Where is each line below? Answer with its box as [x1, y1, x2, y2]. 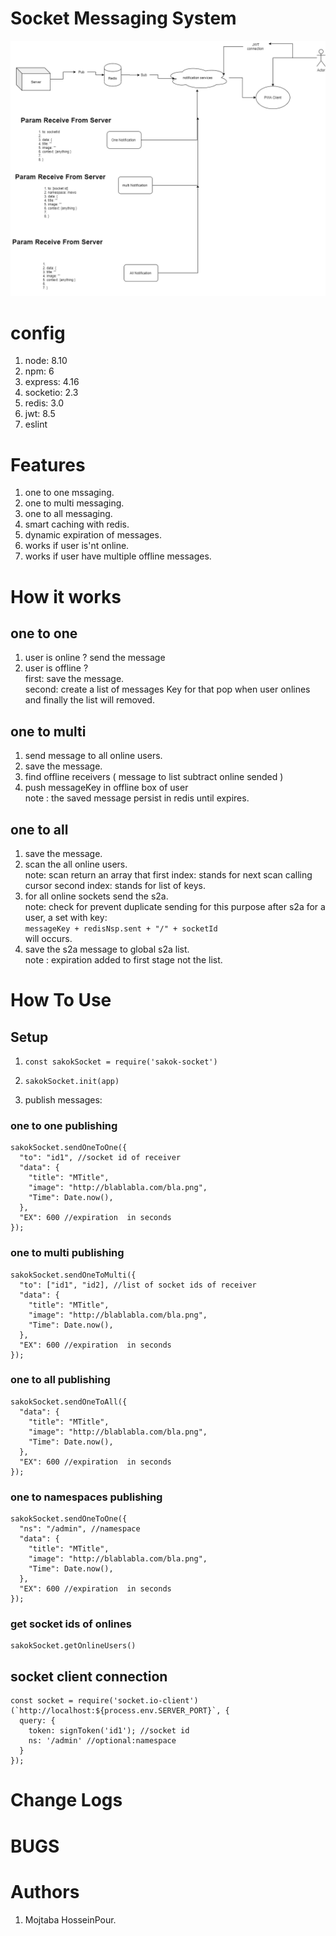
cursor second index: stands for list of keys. [24, 879, 206, 891]
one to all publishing [10, 1373, 111, 1387]
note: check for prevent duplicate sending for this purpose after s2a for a [24, 900, 326, 912]
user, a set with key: [24, 911, 108, 923]
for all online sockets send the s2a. [24, 890, 169, 902]
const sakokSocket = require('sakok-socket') [24, 1057, 218, 1067]
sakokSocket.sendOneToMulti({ [10, 1270, 137, 1280]
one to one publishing [10, 1118, 118, 1132]
